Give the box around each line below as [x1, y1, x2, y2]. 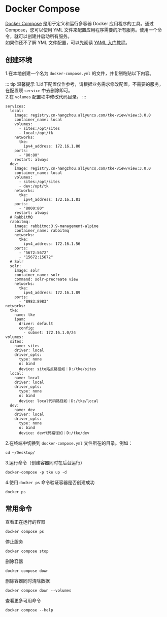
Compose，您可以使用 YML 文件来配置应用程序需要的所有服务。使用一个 [5, 26, 158, 33]
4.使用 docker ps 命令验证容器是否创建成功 [5, 479, 95, 485]
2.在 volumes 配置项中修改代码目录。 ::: [5, 93, 86, 99]
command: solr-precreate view [14, 277, 79, 282]
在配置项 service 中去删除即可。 [5, 87, 73, 93]
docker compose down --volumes [5, 588, 72, 593]
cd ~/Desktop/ [5, 450, 36, 455]
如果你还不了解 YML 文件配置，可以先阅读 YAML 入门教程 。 [5, 39, 130, 46]
